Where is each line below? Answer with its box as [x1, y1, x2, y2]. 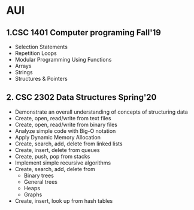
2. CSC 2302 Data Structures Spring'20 [6, 92, 157, 102]
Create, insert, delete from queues [14, 146, 100, 153]
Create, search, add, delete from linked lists [14, 140, 123, 147]
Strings [14, 69, 33, 75]
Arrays [14, 62, 32, 69]
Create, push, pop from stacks [14, 153, 90, 160]
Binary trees [23, 172, 54, 179]
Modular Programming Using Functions [14, 56, 112, 63]
